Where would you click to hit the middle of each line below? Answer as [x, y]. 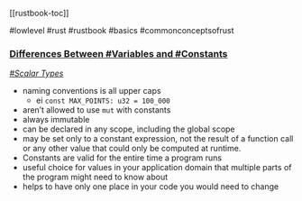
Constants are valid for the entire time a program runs [122, 158]
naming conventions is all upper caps [92, 91]
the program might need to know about [95, 177]
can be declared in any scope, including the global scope [129, 129]
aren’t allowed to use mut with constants [96, 110]
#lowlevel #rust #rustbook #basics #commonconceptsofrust [122, 30]
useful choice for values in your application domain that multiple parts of [157, 168]
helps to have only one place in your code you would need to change [151, 187]
